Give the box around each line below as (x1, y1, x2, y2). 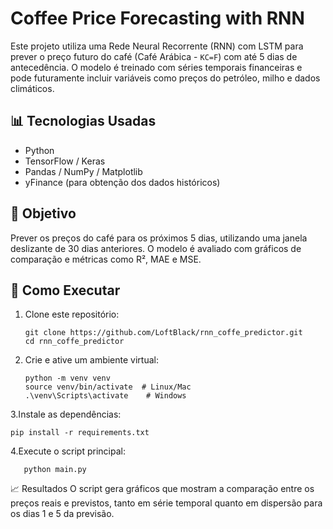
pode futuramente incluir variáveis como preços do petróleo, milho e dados (10, 72, 321, 84)
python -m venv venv (24, 373, 111, 384)
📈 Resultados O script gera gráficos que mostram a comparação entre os (10, 483, 315, 495)
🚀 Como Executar (10, 282, 121, 299)
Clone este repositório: (24, 308, 120, 321)
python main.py (23, 465, 87, 475)
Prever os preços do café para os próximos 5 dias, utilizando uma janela (10, 232, 308, 244)
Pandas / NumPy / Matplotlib (24, 165, 143, 177)
